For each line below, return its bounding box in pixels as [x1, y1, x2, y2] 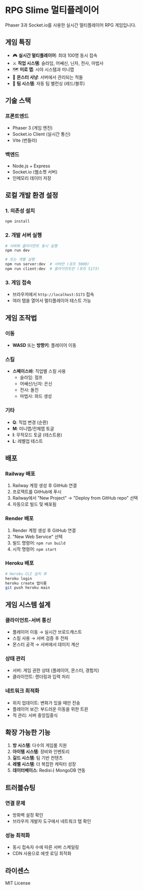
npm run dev [5, 248, 30, 253]
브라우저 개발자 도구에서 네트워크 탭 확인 [12, 818, 91, 825]
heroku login [5, 576, 32, 581]
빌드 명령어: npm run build [12, 540, 66, 546]
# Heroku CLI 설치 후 [5, 571, 47, 576]
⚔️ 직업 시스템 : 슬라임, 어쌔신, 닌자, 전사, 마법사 [12, 60, 104, 66]
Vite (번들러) [12, 137, 37, 143]
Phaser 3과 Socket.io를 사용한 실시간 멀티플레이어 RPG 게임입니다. [5, 22, 137, 28]
